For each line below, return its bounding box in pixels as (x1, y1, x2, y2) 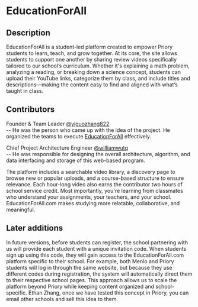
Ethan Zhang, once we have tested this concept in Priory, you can (28, 289, 189, 296)
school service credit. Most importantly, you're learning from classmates (6, 187, 184, 194)
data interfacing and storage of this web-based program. (6, 157, 145, 164)
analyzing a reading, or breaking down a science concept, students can (6, 69, 181, 75)
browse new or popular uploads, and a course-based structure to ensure (6, 174, 184, 182)
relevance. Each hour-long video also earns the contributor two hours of (6, 180, 183, 188)
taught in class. (6, 88, 43, 94)
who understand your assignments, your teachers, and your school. (6, 193, 172, 201)
